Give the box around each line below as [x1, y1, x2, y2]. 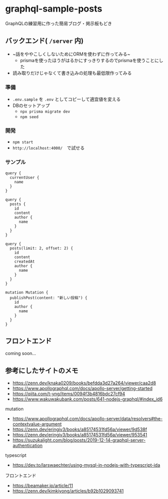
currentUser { [10, 175, 39, 180]
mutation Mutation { [5, 290, 49, 295]
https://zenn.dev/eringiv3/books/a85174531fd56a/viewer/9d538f [12, 426, 147, 432]
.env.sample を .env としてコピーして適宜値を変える [12, 96, 121, 103]
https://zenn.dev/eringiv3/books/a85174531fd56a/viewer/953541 [12, 432, 147, 438]
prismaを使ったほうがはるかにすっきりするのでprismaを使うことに [20, 57, 159, 63]
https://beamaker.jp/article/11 [12, 483, 73, 489]
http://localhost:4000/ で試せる [12, 145, 85, 151]
